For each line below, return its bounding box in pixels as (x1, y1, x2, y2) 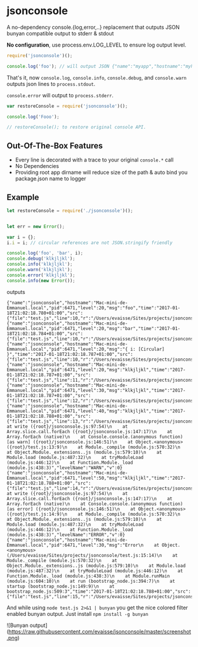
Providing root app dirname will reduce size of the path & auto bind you (15, 169, 187, 176)
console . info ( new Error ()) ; (6, 278, 76, 283)
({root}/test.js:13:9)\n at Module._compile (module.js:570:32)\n (6, 444, 181, 450)
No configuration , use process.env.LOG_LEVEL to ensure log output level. (6, 41, 187, 48)
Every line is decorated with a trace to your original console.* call (15, 156, 174, 163)
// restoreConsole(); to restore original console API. (6, 124, 146, 130)
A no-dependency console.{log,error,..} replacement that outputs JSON (6, 24, 180, 31)
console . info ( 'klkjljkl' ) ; (6, 261, 73, 268)
